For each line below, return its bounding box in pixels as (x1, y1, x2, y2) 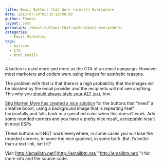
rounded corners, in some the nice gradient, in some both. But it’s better (5, 136, 149, 142)
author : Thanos (5, 16, 36, 21)
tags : (5, 39, 16, 44)
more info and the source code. (5, 156, 68, 162)
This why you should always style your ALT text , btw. (5, 91, 111, 97)
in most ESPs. (5, 121, 33, 127)
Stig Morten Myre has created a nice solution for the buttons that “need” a (5, 101, 154, 106)
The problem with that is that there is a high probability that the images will (5, 81, 155, 86)
